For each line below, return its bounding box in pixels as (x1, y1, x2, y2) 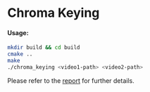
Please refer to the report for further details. (7, 76, 135, 85)
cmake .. (7, 51, 33, 58)
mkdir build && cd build (7, 44, 80, 51)
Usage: (7, 28, 30, 37)
